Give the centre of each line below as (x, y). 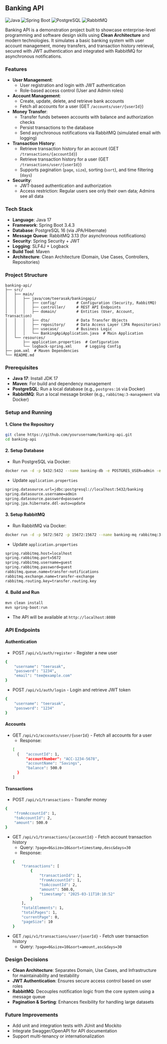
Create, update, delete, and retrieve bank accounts (72, 101)
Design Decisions (27, 959)
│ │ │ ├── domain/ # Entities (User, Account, (70, 311)
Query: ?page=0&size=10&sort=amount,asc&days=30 (71, 947)
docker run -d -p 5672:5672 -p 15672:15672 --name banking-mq (71, 535)
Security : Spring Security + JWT (46, 241)
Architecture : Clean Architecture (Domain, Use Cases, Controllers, (81, 257)
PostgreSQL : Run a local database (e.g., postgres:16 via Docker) (79, 389)
